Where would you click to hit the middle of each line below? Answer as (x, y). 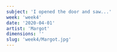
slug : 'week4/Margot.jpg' (39, 39)
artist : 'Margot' (28, 28)
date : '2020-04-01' (31, 23)
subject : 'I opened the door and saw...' (59, 12)
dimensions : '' (25, 34)
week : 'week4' (24, 17)
